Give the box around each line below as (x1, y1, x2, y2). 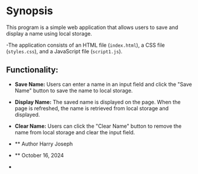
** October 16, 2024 (14, 152, 64, 159)
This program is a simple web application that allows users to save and (6, 24, 178, 31)
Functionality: (6, 65, 59, 75)
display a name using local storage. (6, 30, 93, 37)
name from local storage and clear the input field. (14, 128, 135, 136)
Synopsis (6, 4, 53, 18)
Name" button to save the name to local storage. (14, 87, 133, 94)
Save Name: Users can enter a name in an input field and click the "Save (14, 80, 192, 88)
